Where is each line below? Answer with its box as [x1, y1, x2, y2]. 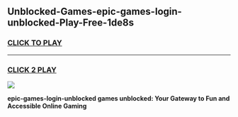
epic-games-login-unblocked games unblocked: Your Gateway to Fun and [7, 94, 230, 102]
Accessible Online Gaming [7, 101, 87, 110]
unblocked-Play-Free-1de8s [7, 17, 135, 29]
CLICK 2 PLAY [7, 65, 57, 74]
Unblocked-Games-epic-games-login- [7, 6, 182, 18]
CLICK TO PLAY [7, 38, 62, 48]
